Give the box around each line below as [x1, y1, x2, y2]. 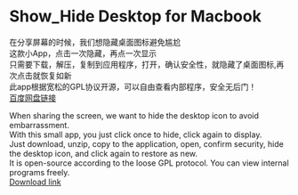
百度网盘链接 [9, 92, 56, 103]
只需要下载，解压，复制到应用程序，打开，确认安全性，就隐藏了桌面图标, [9, 59, 278, 69]
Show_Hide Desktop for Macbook [9, 6, 262, 27]
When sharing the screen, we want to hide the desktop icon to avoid [9, 110, 260, 121]
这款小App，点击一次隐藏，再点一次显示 [9, 47, 157, 59]
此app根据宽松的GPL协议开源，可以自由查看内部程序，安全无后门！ [9, 81, 257, 92]
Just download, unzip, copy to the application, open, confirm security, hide [9, 138, 285, 149]
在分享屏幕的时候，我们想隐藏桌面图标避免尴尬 [9, 37, 181, 47]
